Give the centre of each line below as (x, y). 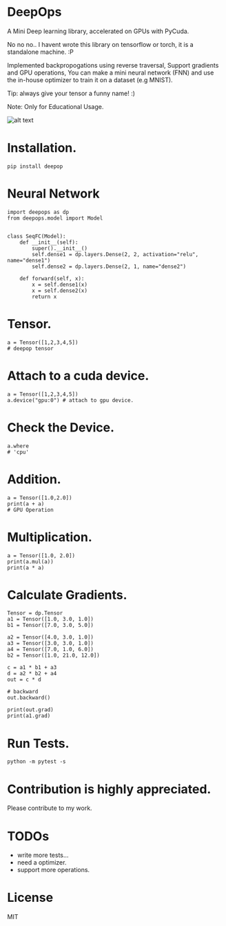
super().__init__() (60, 248)
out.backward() (29, 698)
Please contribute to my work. (50, 808)
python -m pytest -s (37, 762)
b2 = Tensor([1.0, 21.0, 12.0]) (53, 656)
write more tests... (43, 855)
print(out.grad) (30, 710)
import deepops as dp (38, 212)
